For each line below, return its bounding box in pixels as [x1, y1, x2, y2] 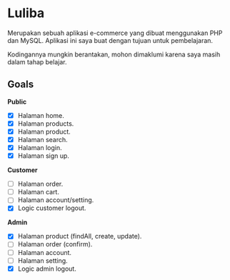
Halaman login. [17, 144, 62, 151]
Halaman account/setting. [17, 196, 94, 204]
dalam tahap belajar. [7, 57, 67, 66]
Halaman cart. [17, 188, 59, 196]
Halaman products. [17, 119, 74, 128]
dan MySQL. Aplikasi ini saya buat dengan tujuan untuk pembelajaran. [7, 36, 213, 44]
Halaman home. [17, 111, 64, 119]
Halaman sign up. [17, 151, 70, 160]
